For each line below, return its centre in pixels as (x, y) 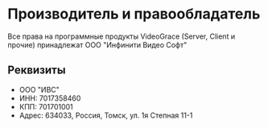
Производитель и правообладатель (134, 14)
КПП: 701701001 (46, 106)
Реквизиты (37, 70)
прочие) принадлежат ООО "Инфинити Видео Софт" (97, 44)
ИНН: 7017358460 (50, 98)
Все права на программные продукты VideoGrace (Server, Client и (121, 36)
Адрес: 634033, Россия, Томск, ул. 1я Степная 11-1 (106, 115)
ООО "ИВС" (39, 89)
